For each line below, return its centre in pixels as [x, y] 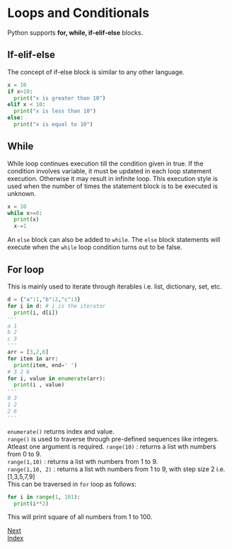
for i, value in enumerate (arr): [57, 378]
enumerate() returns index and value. [61, 431]
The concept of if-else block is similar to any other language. [96, 71]
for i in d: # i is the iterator [57, 306]
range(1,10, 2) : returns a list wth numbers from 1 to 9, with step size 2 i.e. [116, 469]
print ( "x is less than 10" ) [55, 111]
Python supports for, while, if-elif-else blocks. [75, 33]
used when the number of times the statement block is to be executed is [112, 186]
